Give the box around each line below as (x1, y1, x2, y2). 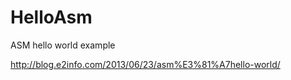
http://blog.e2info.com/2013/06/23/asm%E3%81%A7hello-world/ (10, 58, 281, 70)
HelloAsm (10, 6, 93, 29)
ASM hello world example (10, 39, 116, 51)
